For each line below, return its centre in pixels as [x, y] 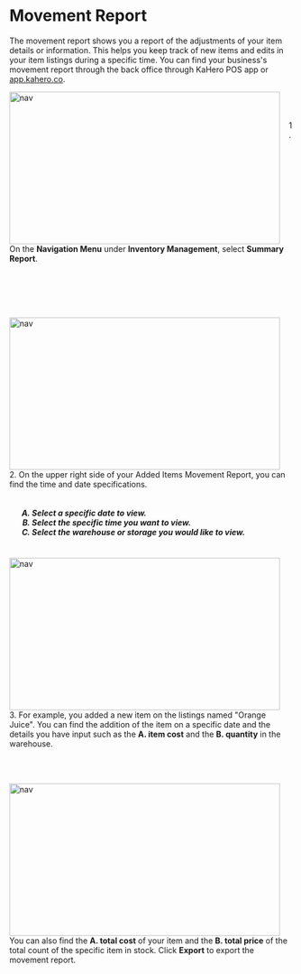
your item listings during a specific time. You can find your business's [138, 60]
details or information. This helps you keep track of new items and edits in [146, 50]
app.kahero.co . [37, 79]
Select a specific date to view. [89, 513]
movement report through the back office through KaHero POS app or [139, 70]
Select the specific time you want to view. [111, 522]
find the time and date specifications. [78, 484]
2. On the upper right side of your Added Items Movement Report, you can [147, 474]
